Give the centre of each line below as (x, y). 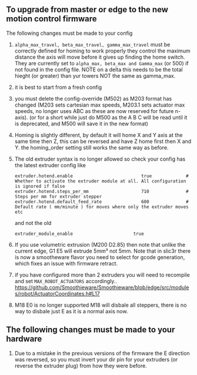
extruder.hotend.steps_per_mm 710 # (102, 191)
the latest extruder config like (50, 165)
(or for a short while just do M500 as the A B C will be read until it (108, 117)
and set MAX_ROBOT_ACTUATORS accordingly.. (66, 281)
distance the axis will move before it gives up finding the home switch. (100, 57)
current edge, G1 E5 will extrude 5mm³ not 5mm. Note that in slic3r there (103, 251)
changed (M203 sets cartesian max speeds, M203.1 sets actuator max (100, 105)
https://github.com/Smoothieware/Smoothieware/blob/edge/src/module (102, 287)
